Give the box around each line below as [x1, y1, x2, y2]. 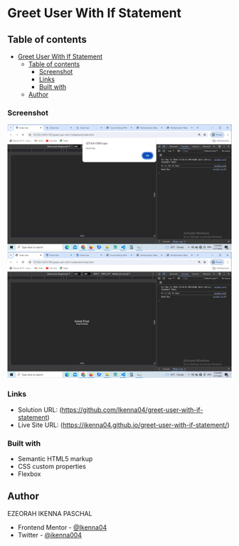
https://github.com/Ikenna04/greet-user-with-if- [61, 405, 203, 414]
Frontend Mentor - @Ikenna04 [17, 522, 107, 532]
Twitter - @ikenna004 [17, 530, 83, 539]
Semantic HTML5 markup [17, 454, 93, 463]
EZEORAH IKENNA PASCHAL [7, 509, 92, 517]
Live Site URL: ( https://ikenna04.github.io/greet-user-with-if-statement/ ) [17, 421, 230, 429]
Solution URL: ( [17, 405, 62, 414]
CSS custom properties [17, 462, 87, 470]
